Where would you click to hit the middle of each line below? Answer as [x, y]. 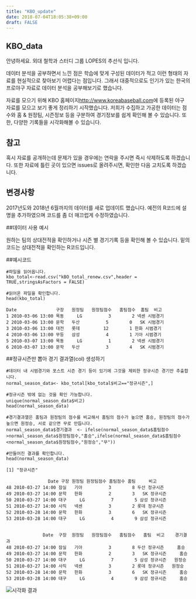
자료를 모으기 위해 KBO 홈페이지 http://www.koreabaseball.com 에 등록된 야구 [95, 101]
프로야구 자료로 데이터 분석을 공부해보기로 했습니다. [65, 88]
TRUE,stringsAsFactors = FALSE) [45, 282]
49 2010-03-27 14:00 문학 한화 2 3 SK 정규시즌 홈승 [97, 553]
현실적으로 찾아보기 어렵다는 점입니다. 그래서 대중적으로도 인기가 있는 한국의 [104, 81]
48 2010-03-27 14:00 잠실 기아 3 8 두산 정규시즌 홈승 [96, 548]
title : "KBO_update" [31, 11]
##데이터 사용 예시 [27, 227]
